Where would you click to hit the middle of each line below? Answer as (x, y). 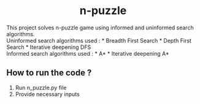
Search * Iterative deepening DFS (49, 47)
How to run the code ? (49, 73)
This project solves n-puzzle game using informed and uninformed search (100, 28)
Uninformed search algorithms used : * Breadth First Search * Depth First (99, 40)
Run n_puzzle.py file (41, 87)
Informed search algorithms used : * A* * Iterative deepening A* (88, 53)
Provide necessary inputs (47, 94)
